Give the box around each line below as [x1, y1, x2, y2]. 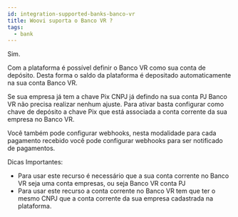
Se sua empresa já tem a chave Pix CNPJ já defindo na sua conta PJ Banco [7, 92, 228, 101]
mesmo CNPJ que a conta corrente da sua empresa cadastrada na [17, 194, 214, 203]
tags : [7, 23, 24, 31]
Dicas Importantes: [7, 158, 63, 166]
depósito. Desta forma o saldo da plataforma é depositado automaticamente [7, 71, 232, 80]
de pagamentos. [7, 144, 56, 153]
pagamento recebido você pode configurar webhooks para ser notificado [7, 137, 223, 145]
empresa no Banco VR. [7, 115, 75, 124]
